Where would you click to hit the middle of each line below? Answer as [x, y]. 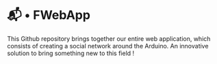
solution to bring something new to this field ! [71, 53]
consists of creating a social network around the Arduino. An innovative [108, 46]
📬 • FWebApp [49, 15]
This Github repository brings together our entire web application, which [109, 38]
